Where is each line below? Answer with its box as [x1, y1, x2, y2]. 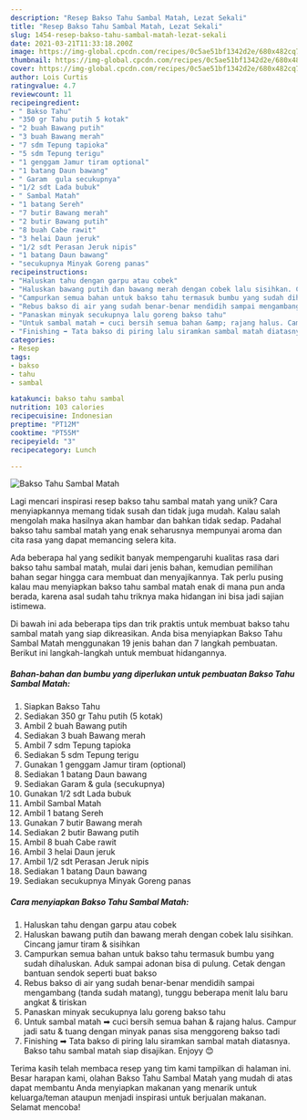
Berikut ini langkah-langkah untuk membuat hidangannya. [10, 648, 227, 659]
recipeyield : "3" [10, 437, 77, 446]
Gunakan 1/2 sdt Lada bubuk [23, 788, 131, 799]
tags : [10, 352, 31, 361]
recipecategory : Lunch [10, 445, 97, 454]
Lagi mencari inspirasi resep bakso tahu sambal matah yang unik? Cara [10, 496, 278, 507]
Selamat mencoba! [10, 1102, 81, 1113]
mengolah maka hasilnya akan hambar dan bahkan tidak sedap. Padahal [10, 515, 281, 526]
